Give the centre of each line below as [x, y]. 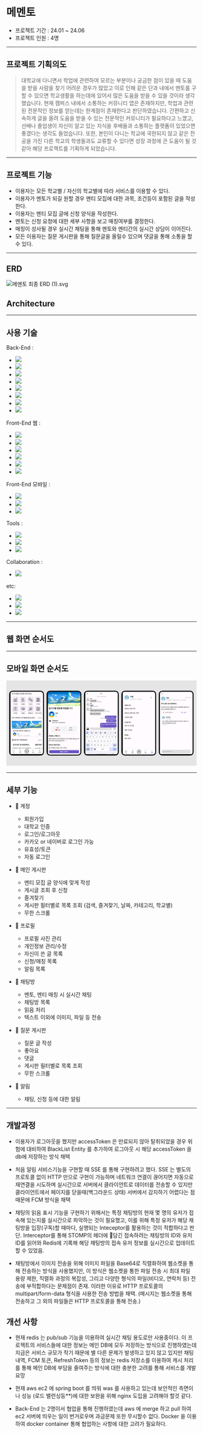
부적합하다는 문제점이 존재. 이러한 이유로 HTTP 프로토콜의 [95, 1286]
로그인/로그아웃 [42, 834]
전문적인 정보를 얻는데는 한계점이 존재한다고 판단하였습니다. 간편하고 [108, 110]
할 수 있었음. [30, 1250]
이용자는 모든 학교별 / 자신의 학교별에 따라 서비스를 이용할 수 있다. [92, 191]
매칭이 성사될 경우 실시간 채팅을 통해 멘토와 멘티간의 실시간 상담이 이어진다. [104, 228]
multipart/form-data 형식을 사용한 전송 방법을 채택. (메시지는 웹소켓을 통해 [103, 1293]
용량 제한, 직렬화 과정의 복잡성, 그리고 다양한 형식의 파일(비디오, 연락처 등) [102, 1278]
